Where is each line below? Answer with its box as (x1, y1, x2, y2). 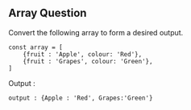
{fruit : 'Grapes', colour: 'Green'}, (23, 57, 153, 65)
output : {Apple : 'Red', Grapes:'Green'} (8, 94, 153, 102)
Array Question (8, 6, 87, 20)
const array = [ (8, 43, 63, 51)
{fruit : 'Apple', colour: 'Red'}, (23, 50, 143, 59)
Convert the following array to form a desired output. (8, 27, 184, 37)
